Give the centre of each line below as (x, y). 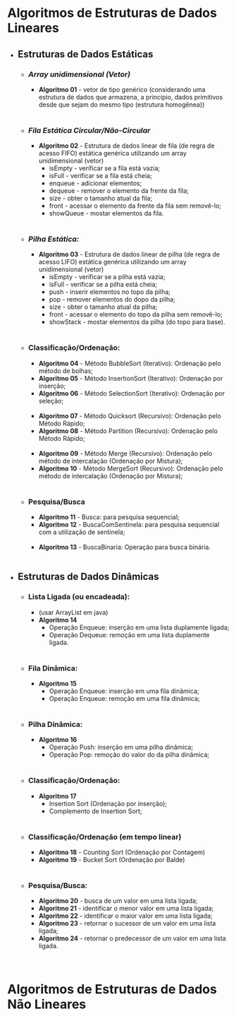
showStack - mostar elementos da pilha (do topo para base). (137, 322)
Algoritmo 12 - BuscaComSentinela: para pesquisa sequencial (129, 525)
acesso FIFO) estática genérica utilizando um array (112, 153)
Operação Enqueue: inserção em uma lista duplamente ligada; (139, 627)
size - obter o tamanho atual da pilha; (103, 307)
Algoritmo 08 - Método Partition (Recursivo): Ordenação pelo (128, 431)
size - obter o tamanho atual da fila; (101, 199)
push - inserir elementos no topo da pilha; (110, 292)
